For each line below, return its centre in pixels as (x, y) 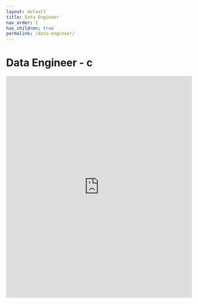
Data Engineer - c (49, 63)
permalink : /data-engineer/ (41, 34)
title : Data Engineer (33, 17)
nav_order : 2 (22, 22)
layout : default (26, 12)
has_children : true (30, 28)
